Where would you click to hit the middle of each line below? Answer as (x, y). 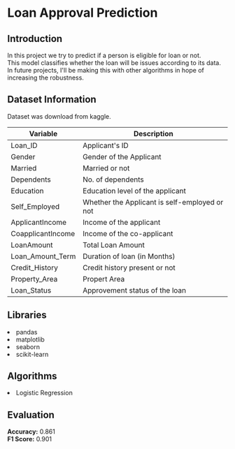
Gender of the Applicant (122, 156)
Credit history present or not (129, 267)
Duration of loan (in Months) (129, 256)
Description (153, 133)
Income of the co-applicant (128, 233)
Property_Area (34, 279)
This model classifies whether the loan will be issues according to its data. (114, 63)
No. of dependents (114, 179)
